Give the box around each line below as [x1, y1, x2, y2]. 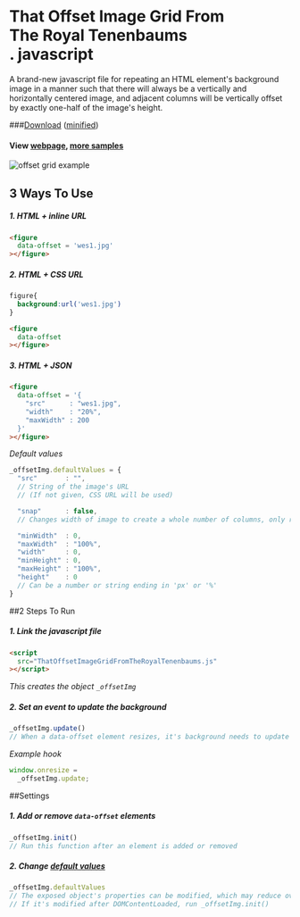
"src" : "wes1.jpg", [25, 399, 122, 408]
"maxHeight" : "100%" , [17, 564, 102, 573]
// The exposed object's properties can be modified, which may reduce [9, 891, 281, 901]
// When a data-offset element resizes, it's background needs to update [9, 732, 290, 742]
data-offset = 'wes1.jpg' [17, 241, 114, 251]
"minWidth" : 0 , [17, 531, 82, 540]
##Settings [9, 790, 50, 801]
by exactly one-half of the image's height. [9, 102, 163, 113]
